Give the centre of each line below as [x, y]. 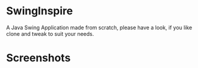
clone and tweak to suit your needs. [50, 33]
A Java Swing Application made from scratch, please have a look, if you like [99, 27]
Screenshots [38, 58]
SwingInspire [40, 11]
